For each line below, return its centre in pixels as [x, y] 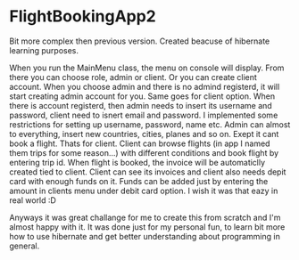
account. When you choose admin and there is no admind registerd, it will [145, 86]
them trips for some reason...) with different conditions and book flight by [144, 152]
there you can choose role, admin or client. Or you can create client [133, 77]
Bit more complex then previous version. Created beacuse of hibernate [140, 41]
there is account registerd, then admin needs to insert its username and [141, 105]
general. [25, 246]
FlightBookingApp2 [83, 16]
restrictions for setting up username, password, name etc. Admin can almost [150, 124]
